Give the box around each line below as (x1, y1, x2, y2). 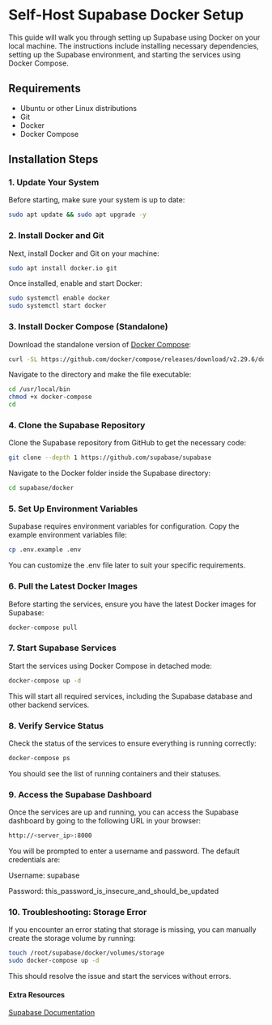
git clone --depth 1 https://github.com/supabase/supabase (8, 453, 212, 462)
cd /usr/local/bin (8, 385, 70, 393)
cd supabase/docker (8, 484, 74, 492)
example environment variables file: (8, 530, 128, 540)
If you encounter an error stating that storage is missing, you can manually (8, 925, 257, 934)
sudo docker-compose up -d (8, 957, 100, 965)
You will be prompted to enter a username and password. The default (8, 846, 240, 856)
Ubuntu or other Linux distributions (19, 103, 138, 113)
